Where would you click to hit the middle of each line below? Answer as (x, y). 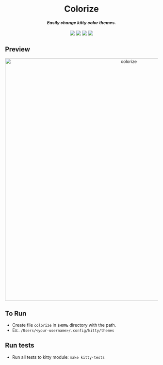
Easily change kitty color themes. (81, 22)
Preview (18, 49)
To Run (16, 313)
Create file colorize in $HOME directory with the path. (64, 325)
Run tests (20, 345)
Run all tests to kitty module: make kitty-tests (58, 357)
